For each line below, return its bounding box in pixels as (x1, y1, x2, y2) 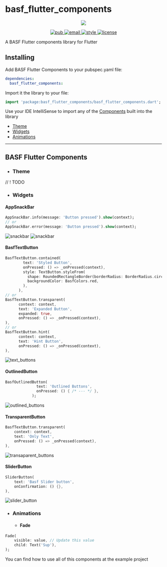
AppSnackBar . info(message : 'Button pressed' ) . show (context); (5, 215, 135, 220)
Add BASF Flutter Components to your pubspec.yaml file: (5, 66, 123, 73)
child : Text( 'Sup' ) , (14, 543, 57, 548)
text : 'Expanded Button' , (18, 306, 72, 311)
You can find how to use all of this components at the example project (5, 556, 148, 562)
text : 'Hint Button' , (18, 339, 64, 344)
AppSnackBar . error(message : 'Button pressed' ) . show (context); (5, 224, 137, 229)
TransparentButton (5, 414, 46, 420)
